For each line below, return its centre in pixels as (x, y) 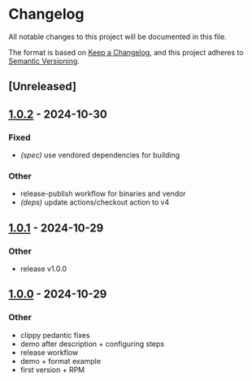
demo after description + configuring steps (92, 344)
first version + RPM (52, 370)
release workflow (49, 352)
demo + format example (61, 361)
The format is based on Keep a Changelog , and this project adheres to (126, 52)
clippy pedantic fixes (55, 335)
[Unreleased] (43, 87)
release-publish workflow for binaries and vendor (103, 194)
